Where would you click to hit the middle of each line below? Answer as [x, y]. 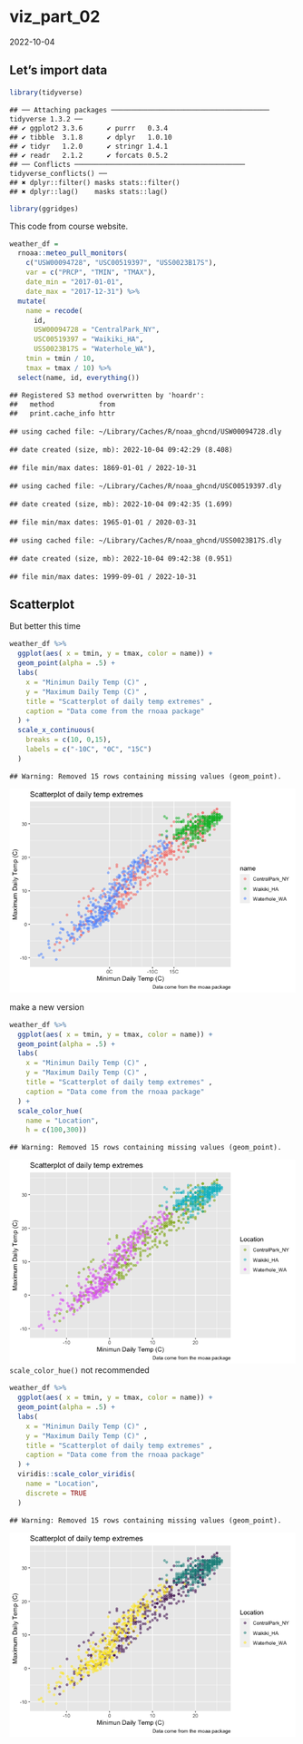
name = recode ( [54, 310]
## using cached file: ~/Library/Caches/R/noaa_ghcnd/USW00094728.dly [146, 431]
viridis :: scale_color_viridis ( [77, 1475]
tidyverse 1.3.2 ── [46, 119]
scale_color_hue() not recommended [79, 1370]
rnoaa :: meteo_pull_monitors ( [73, 253]
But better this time [45, 626]
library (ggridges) [44, 209]
